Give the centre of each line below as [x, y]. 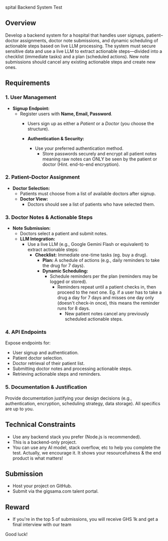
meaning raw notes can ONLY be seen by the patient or [100, 159]
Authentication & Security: [56, 138]
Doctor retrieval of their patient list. [49, 364]
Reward [18, 507]
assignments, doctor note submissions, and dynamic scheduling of [89, 40]
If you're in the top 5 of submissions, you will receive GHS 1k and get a [85, 519]
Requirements [28, 83]
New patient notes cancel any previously [107, 314]
